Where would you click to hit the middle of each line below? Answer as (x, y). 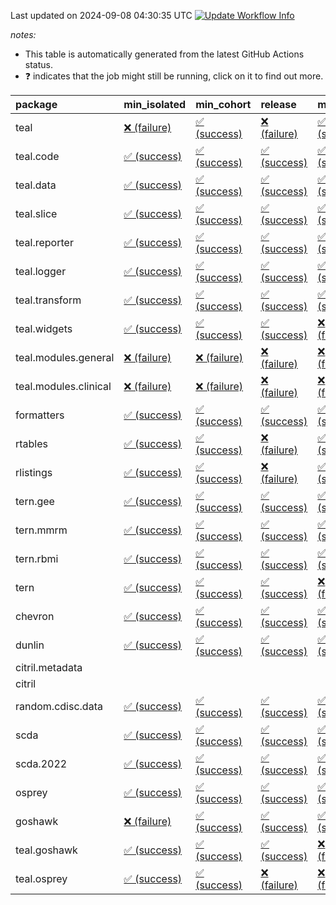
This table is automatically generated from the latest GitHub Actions (164, 54)
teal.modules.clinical (63, 386)
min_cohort (223, 104)
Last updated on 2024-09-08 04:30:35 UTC (101, 15)
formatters (40, 415)
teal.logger (41, 271)
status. (38, 64)
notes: (23, 34)
